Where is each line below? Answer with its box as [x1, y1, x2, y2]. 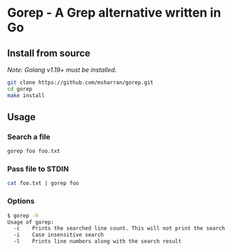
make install [7, 92, 45, 99]
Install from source [7, 47, 91, 59]
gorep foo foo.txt [7, 148, 60, 155]
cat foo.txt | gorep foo [7, 180, 79, 187]
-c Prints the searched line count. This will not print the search [13, 225, 226, 232]
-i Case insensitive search [13, 231, 104, 239]
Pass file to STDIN [7, 165, 69, 174]
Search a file [7, 132, 51, 142]
